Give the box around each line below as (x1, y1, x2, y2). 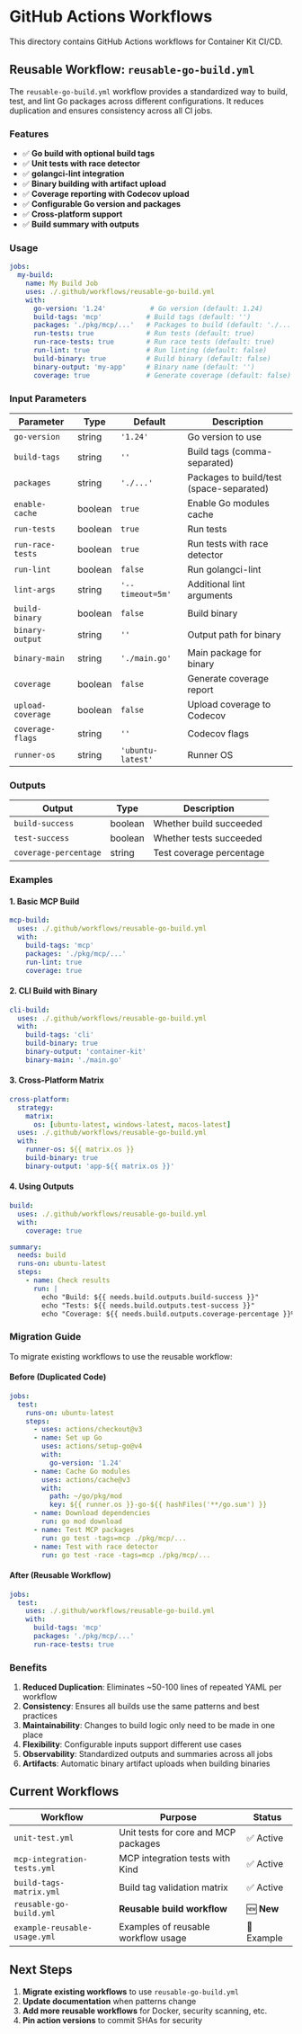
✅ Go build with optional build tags (22, 148, 155, 159)
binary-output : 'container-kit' (25, 1048, 147, 1057)
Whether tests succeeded (153, 832, 262, 844)
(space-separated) (187, 482, 270, 495)
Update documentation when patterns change (22, 1995, 197, 2006)
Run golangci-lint (187, 563, 262, 575)
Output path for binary (187, 628, 281, 640)
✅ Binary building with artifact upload (22, 178, 166, 190)
